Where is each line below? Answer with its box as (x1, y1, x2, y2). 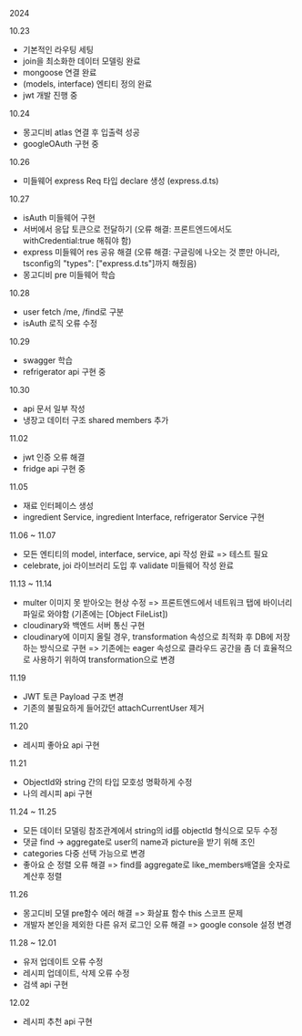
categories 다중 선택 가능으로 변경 (22, 848, 146, 858)
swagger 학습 (22, 355, 73, 366)
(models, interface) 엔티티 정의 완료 (22, 78, 153, 89)
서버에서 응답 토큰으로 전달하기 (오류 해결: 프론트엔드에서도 (22, 223, 233, 234)
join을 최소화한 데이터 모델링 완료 (22, 56, 141, 67)
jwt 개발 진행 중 (22, 90, 78, 100)
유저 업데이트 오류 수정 (22, 957, 104, 967)
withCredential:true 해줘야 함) (22, 235, 132, 245)
